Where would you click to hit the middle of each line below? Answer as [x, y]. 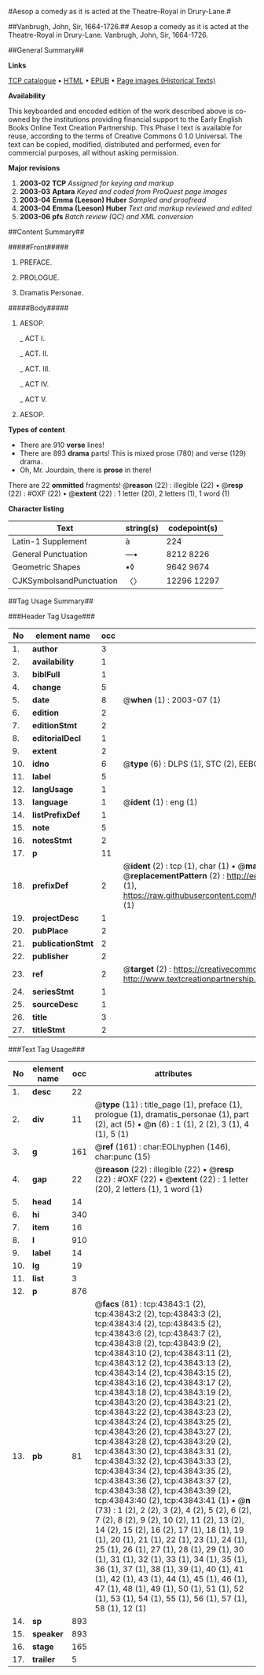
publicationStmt [63, 944]
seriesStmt [53, 991]
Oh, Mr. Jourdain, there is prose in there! [85, 470]
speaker [48, 1634]
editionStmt [55, 726]
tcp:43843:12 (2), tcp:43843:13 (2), [163, 1363]
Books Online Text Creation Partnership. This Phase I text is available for [125, 128]
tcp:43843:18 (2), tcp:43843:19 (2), [163, 1392]
